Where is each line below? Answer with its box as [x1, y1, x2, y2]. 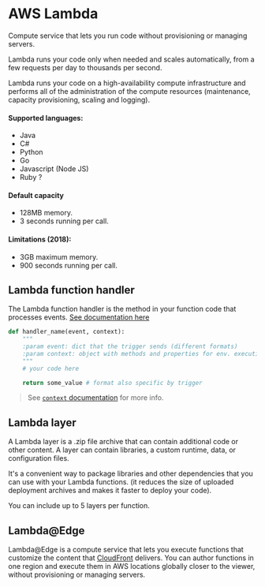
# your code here [22, 365, 80, 372]
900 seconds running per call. [19, 260, 118, 270]
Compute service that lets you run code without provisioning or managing [8, 31, 248, 40]
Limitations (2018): [8, 234, 72, 244]
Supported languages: [8, 113, 84, 122]
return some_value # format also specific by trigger [22, 379, 203, 387]
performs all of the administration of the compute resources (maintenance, [8, 86, 251, 95]
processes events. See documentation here [8, 312, 150, 322]
